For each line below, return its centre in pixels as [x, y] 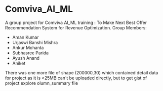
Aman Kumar [25, 37]
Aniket [19, 63]
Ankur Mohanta [28, 47]
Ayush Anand [26, 58]
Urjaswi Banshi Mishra [35, 42]
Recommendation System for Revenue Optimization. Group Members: [76, 27]
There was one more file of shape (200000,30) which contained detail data [81, 72]
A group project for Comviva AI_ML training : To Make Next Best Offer [76, 23]
